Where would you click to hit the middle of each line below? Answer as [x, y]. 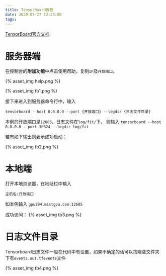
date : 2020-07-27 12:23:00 [33, 15]
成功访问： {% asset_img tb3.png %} [44, 215]
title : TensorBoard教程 [29, 10]
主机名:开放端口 [20, 194]
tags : [11, 19]
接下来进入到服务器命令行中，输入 [40, 102]
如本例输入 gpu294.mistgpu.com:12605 [44, 204]
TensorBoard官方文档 [27, 34]
